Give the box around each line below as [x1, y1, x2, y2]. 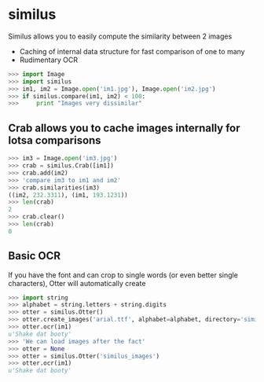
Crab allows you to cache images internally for [8, 121, 240, 134]
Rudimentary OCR [19, 55, 79, 64]
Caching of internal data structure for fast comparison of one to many [19, 46, 245, 56]
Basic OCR [8, 249, 61, 263]
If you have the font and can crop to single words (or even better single [8, 270, 238, 280]
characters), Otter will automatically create [8, 278, 146, 288]
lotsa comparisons [8, 134, 101, 147]
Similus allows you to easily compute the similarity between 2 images [8, 31, 233, 41]
